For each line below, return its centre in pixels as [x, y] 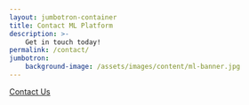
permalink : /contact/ [49, 50]
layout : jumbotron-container [63, 17]
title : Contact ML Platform [61, 26]
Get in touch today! [63, 42]
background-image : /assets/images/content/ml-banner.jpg [133, 67]
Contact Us [30, 91]
